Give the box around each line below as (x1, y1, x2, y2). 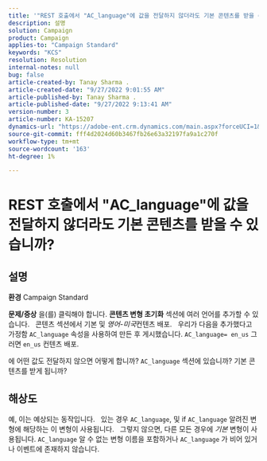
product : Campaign (8, 33, 69, 42)
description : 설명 (8, 19, 66, 27)
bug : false (8, 71, 44, 79)
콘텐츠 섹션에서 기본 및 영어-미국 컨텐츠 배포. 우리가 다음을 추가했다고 (35, 319, 253, 329)
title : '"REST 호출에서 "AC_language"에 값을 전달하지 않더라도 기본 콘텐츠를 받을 (8, 11, 255, 20)
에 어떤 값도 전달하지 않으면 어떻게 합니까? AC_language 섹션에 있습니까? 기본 (8, 356, 248, 366)
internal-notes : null (8, 64, 80, 72)
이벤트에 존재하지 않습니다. (16, 444, 100, 454)
